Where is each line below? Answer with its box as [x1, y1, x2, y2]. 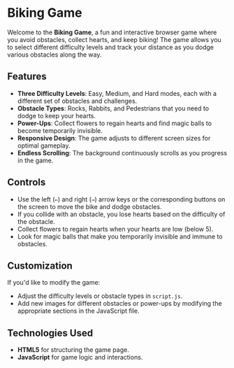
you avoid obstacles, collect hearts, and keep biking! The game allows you [7, 35, 221, 43]
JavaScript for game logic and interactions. [17, 353, 143, 362]
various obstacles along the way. [7, 50, 103, 59]
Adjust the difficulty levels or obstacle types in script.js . [17, 292, 183, 300]
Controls [7, 176, 46, 188]
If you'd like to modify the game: [7, 278, 101, 287]
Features [7, 71, 47, 83]
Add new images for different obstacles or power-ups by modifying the [17, 299, 222, 308]
